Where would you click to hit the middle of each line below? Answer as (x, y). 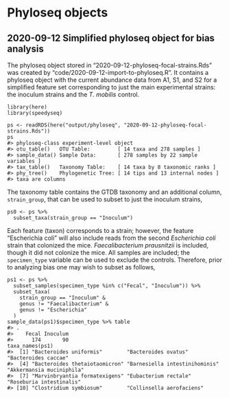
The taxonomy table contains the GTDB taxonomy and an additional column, (114, 192)
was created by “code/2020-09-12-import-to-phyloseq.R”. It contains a (108, 73)
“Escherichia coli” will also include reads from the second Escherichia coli (111, 238)
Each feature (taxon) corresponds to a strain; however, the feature (100, 231)
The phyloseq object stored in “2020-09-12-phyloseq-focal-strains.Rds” (110, 65)
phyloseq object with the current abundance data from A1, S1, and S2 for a (112, 80)
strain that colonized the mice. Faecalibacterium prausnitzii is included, (108, 245)
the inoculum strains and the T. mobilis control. (73, 95)
